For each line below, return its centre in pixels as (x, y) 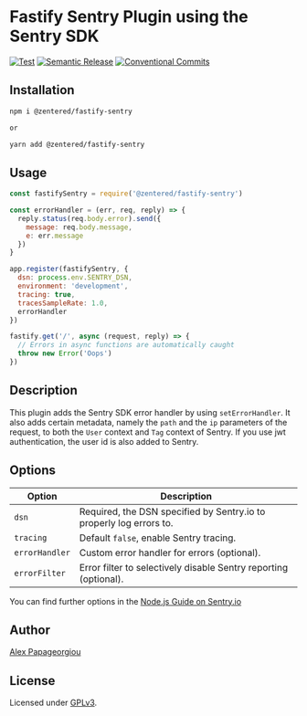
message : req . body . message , (79, 227)
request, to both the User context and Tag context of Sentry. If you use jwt (148, 432)
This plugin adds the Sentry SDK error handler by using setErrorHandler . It (150, 412)
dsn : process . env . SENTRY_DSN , (75, 278)
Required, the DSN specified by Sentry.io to (172, 511)
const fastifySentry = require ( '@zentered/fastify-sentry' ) (127, 194)
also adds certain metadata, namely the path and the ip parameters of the (148, 422)
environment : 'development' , (73, 286)
